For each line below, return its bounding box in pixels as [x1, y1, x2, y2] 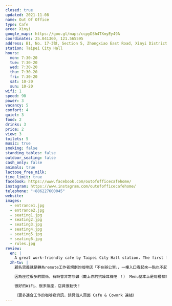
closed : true [5, 7, 33, 13]
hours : [5, 50, 19, 55]
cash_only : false [5, 160, 42, 165]
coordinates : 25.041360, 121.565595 [5, 36, 83, 42]
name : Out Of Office [5, 17, 50, 22]
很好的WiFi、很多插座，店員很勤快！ [14, 283, 81, 289]
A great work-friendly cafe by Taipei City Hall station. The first [14, 255, 164, 260]
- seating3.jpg [10, 222, 42, 227]
